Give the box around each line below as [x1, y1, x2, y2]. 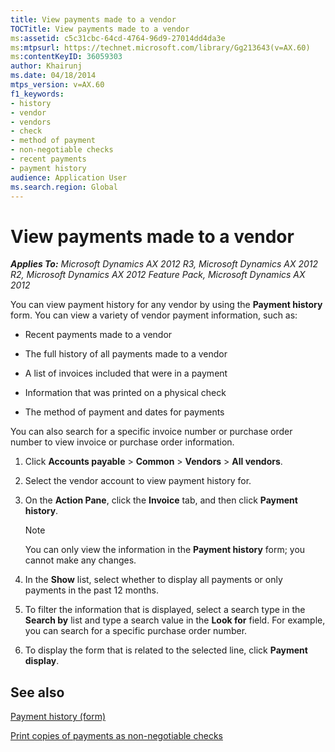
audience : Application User [10, 172, 128, 183]
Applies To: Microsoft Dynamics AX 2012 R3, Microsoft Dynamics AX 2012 [10, 258, 319, 270]
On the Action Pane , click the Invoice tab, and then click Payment [24, 494, 298, 506]
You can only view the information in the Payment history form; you [24, 544, 306, 556]
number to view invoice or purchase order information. [10, 436, 235, 448]
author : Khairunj [10, 61, 83, 71]
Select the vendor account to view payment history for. [24, 475, 252, 487]
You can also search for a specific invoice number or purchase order [10, 426, 293, 438]
